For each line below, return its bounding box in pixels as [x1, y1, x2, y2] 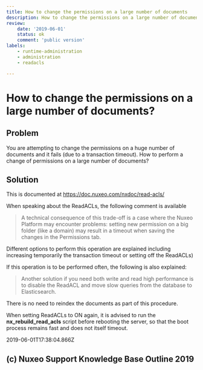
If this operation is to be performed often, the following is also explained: [6, 263, 187, 271]
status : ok [17, 32, 45, 38]
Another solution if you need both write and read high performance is [21, 275, 194, 283]
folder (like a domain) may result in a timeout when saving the [21, 227, 175, 234]
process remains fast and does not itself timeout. [6, 325, 128, 332]
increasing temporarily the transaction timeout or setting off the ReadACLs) [6, 252, 193, 259]
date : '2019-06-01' [17, 25, 66, 32]
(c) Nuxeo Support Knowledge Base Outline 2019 [6, 354, 195, 364]
